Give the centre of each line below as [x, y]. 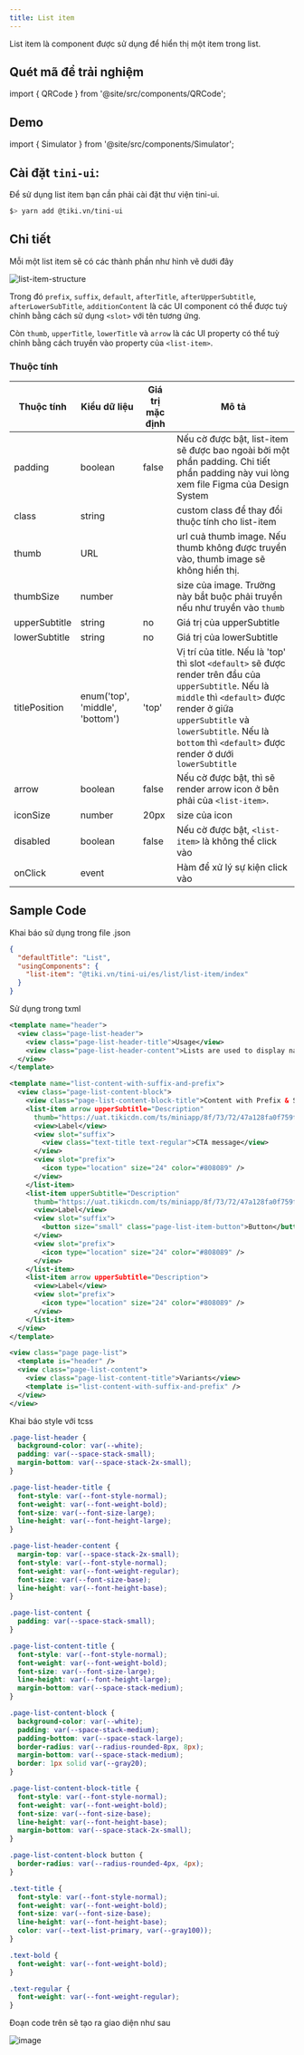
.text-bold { [34, 1955]
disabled [32, 841]
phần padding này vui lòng [233, 473]
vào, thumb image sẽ [221, 559]
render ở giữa [205, 709]
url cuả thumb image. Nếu [231, 537]
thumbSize [37, 596]
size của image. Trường [226, 586]
